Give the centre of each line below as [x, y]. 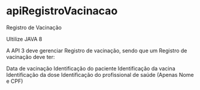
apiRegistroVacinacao [62, 11]
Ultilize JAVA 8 [24, 39]
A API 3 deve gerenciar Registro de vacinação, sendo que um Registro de [97, 50]
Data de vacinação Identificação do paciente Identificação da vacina [91, 68]
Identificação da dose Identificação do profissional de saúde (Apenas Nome [100, 75]
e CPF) [15, 81]
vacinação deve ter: [31, 57]
